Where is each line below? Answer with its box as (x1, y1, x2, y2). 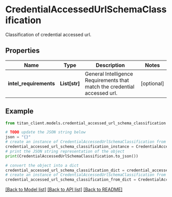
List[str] (59, 80, 80, 87)
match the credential (84, 83, 135, 90)
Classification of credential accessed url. (5, 31, 92, 37)
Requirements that (84, 76, 129, 84)
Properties (5, 46, 40, 55)
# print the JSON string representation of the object (5, 149, 125, 154)
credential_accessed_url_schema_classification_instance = (5, 144, 134, 149)
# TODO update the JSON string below (5, 130, 86, 135)
